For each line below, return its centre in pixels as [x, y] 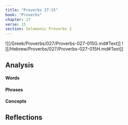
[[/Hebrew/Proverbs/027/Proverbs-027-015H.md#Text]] [64, 49]
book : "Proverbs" [24, 15]
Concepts [16, 101]
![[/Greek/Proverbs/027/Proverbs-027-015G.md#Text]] [63, 43]
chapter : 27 [18, 19]
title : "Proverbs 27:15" [32, 10]
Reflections [24, 117]
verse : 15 [16, 24]
